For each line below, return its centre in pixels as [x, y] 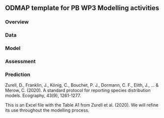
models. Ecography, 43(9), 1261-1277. [43, 95]
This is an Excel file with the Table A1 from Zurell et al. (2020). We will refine [82, 105]
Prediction [18, 74]
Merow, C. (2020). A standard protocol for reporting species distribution [78, 91]
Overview [17, 22]
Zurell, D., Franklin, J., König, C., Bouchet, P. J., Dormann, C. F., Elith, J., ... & [82, 85]
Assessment [20, 62]
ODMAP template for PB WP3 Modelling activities [82, 8]
